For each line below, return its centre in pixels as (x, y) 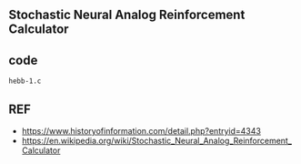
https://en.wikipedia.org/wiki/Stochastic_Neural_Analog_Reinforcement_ (157, 141)
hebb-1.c (25, 81)
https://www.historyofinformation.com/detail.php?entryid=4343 (141, 131)
